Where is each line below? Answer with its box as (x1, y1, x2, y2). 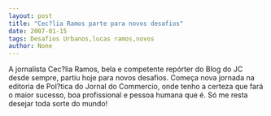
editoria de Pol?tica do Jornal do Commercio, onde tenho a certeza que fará (8, 82, 264, 92)
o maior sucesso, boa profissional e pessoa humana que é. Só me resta (8, 90, 248, 100)
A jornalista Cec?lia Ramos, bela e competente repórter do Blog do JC (8, 64, 243, 74)
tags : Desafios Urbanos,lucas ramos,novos (8, 34, 155, 43)
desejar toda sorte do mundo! (8, 99, 108, 109)
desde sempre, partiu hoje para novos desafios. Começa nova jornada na (8, 73, 255, 83)
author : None (8, 42, 53, 50)
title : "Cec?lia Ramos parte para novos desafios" (8, 19, 184, 28)
